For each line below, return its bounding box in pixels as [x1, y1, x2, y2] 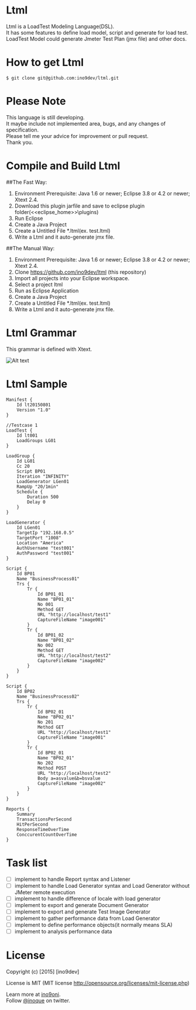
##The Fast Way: [6, 178, 47, 185]
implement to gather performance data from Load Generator [14, 915, 160, 922]
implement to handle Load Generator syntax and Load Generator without [14, 882, 190, 889]
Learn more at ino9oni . [6, 991, 61, 998]
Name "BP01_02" [37, 637, 75, 643]
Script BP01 [16, 468, 46, 474]
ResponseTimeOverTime [16, 826, 69, 832]
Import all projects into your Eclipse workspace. [14, 274, 130, 281]
